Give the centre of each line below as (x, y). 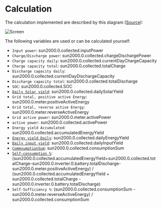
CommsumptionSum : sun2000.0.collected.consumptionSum (68, 148)
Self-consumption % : (32, 153)
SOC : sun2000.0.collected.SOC (42, 86)
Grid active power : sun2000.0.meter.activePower (61, 117)
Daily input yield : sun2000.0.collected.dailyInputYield (67, 143)
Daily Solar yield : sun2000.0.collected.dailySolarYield (67, 91)
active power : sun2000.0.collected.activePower (60, 122)
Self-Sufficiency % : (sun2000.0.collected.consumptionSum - (74, 189)
